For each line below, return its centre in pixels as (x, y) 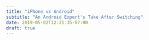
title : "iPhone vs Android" (41, 11)
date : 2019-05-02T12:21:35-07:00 (47, 22)
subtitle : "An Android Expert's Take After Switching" (75, 17)
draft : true (21, 28)
